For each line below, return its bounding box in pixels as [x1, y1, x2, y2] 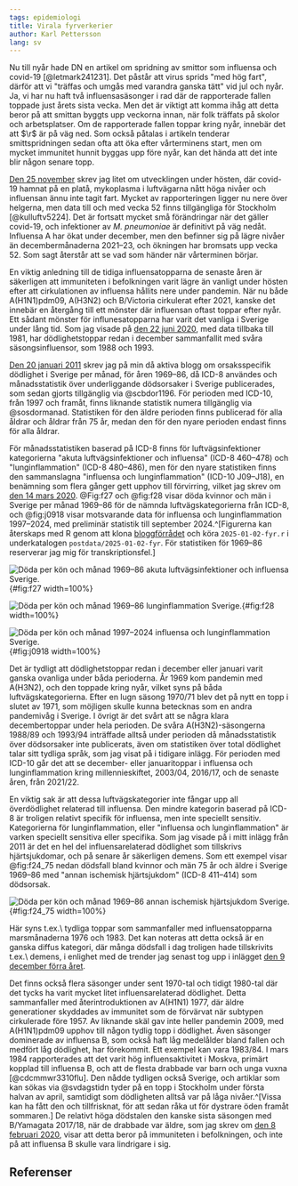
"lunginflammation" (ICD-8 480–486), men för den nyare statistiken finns [9, 462, 278, 472]
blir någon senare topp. [9, 157, 95, 167]
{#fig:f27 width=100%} [9, 584, 93, 594]
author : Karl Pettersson [9, 29, 101, 38]
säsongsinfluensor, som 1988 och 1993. [9, 343, 155, 353]
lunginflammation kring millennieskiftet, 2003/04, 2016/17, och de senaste [9, 767, 279, 779]
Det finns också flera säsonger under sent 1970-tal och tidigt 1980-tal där [9, 978, 278, 988]
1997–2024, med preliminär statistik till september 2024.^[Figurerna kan [9, 519, 272, 529]
